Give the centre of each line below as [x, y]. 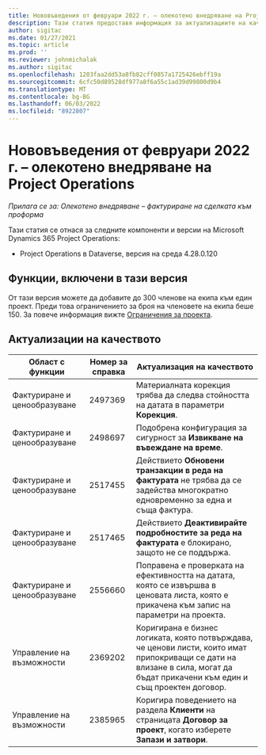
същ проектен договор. [181, 687]
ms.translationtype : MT [47, 89]
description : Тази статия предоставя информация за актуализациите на [127, 23]
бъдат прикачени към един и [192, 677]
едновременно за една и [184, 500]
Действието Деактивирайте [192, 522]
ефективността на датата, [186, 575]
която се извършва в [176, 585]
